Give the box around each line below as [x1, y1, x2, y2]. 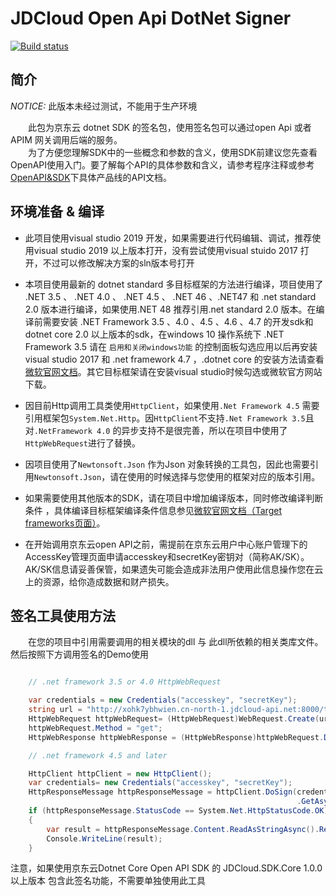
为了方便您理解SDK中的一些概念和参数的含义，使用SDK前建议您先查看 [28, 146, 318, 158]
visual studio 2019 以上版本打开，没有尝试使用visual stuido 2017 [33, 244, 298, 256]
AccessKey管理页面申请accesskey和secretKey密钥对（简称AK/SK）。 [24, 550, 310, 562]
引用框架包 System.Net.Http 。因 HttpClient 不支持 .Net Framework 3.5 [24, 412, 306, 424]
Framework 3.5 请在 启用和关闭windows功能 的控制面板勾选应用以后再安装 [24, 340, 318, 352]
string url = [28, 705, 83, 715]
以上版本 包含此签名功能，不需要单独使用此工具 [10, 875, 206, 887]
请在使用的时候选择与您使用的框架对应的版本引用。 [109, 470, 321, 482]
